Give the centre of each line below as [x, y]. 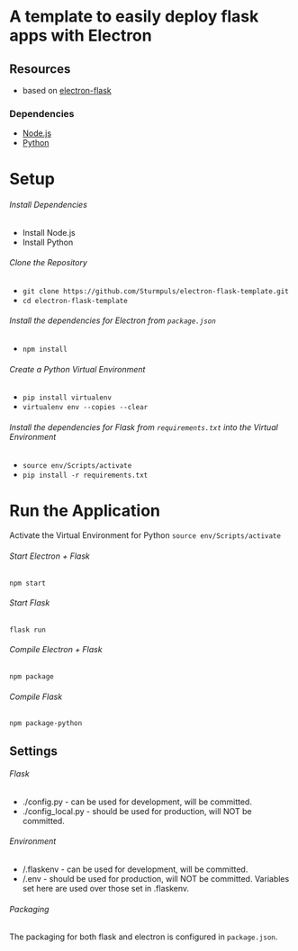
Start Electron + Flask [50, 556]
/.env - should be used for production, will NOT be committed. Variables [156, 879]
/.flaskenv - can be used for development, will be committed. [135, 869]
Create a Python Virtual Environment [77, 369]
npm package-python [46, 723]
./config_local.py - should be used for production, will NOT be [137, 811]
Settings [34, 751]
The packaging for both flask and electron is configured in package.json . [144, 937]
